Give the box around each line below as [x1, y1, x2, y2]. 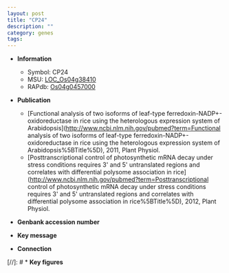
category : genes [7, 29, 54, 37]
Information [17, 54, 52, 63]
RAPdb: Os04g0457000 [27, 83, 96, 91]
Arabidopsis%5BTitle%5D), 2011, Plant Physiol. [27, 146, 160, 154]
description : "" [7, 23, 54, 30]
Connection [17, 245, 52, 253]
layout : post [7, 10, 45, 17]
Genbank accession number [17, 218, 100, 226]
